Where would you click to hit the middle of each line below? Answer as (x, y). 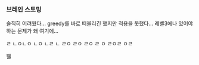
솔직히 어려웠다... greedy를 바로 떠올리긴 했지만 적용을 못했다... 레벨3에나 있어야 (100, 24)
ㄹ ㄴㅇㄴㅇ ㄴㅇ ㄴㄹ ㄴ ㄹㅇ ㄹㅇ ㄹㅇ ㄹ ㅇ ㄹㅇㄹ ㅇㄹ (69, 44)
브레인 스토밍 (24, 9)
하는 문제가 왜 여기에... (32, 31)
